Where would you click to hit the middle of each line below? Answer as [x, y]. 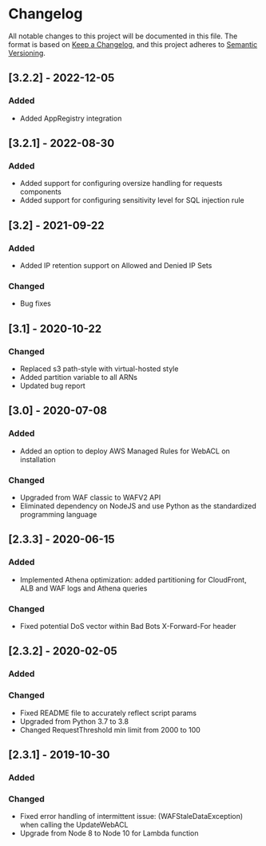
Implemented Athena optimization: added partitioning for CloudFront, [133, 579]
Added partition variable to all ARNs [79, 377]
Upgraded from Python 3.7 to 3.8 [74, 721]
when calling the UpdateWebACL [74, 825]
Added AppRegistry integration [71, 118]
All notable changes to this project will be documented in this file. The [123, 36]
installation [38, 459]
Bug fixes [36, 303]
